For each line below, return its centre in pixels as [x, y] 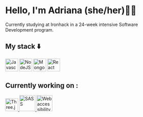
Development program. [30, 30]
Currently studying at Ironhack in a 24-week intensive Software [72, 24]
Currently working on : [42, 86]
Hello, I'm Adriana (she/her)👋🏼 [71, 10]
